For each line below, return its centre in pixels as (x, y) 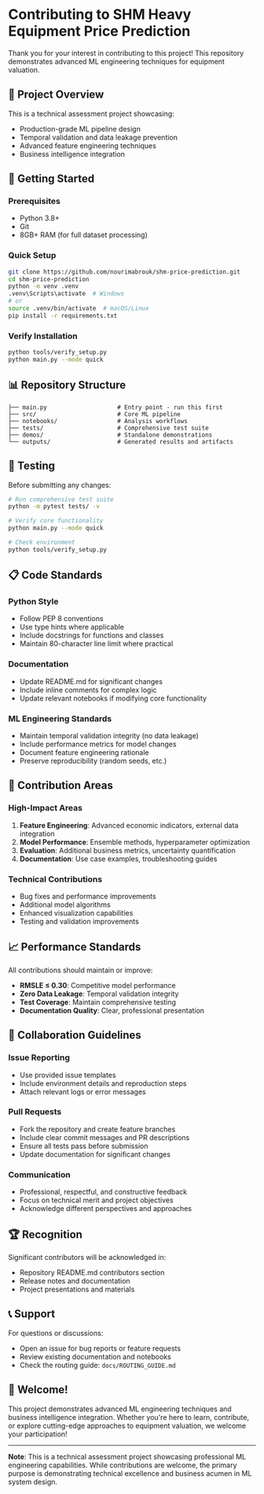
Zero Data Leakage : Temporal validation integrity (99, 994)
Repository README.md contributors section (92, 1272)
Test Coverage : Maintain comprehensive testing (98, 1002)
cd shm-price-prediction (49, 279)
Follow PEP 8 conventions (61, 619)
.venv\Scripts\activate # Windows (66, 294)
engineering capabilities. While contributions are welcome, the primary (123, 1465)
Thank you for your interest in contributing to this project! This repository (126, 53)
